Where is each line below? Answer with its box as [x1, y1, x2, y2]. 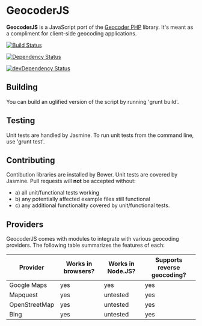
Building [6, 82, 38, 92]
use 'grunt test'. [6, 137, 45, 145]
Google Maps [9, 281, 47, 289]
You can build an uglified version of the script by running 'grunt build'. [6, 98, 179, 105]
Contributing [6, 155, 55, 165]
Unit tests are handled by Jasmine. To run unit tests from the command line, [6, 131, 194, 139]
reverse [157, 264, 180, 272]
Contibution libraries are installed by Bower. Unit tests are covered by [6, 171, 178, 178]
